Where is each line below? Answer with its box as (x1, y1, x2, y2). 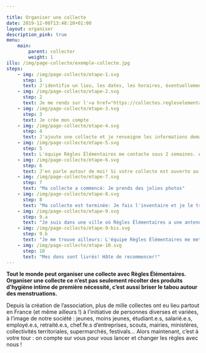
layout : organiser (6, 26, 53, 32)
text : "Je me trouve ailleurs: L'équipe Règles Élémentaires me (22, 237, 191, 243)
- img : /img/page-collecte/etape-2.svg (17, 88, 120, 95)
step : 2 (22, 94, 43, 101)
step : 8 (22, 197, 43, 203)
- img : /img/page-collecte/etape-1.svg (17, 71, 120, 77)
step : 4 (22, 128, 43, 135)
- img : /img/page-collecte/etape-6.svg (17, 157, 120, 163)
